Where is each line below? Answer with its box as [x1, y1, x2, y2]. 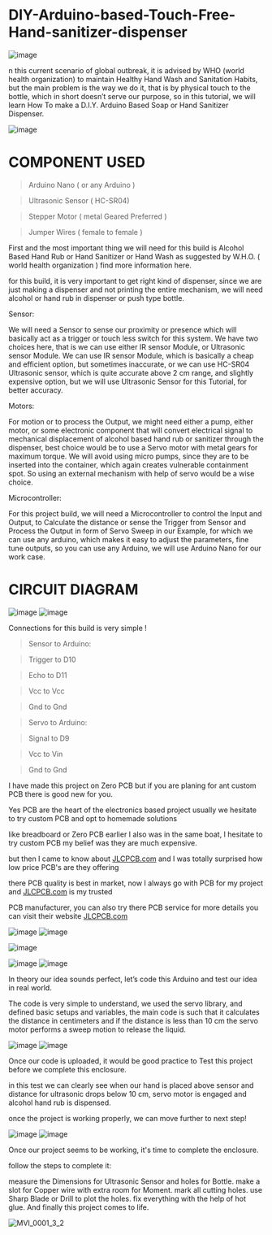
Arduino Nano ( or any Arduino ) [28, 180, 136, 189]
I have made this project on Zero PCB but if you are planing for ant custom [8, 781, 257, 790]
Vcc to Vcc [28, 685, 65, 696]
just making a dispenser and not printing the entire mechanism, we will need [8, 285, 264, 294]
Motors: [8, 401, 35, 411]
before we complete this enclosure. [8, 1064, 127, 1074]
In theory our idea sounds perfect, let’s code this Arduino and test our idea [8, 974, 257, 984]
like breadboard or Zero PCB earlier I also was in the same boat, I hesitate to [8, 829, 263, 839]
